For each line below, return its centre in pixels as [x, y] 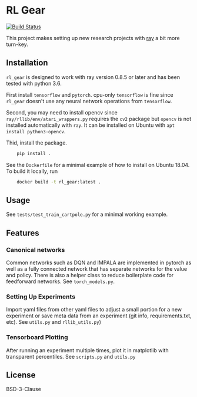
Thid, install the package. [37, 143]
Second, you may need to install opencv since [62, 112]
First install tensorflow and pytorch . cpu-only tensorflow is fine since [90, 94]
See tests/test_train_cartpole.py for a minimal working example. [87, 214]
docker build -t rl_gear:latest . [59, 182]
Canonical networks [36, 250]
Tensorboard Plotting [37, 337]
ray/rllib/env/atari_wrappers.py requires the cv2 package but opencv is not [99, 119]
